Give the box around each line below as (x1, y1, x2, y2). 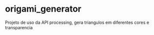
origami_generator (5, 3, 82, 15)
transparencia (5, 24, 33, 30)
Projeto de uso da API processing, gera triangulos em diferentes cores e (5, 19, 150, 25)
